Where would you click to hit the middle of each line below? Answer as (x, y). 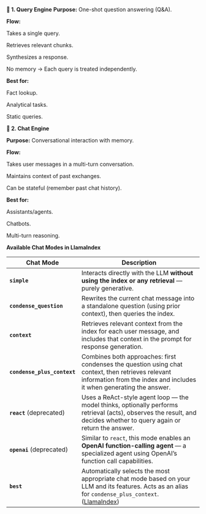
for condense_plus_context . (120, 494)
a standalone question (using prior (131, 306)
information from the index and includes (139, 380)
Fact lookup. (22, 93)
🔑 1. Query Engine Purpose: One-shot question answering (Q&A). (89, 10)
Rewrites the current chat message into (138, 298)
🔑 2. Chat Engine (28, 128)
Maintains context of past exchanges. (54, 176)
